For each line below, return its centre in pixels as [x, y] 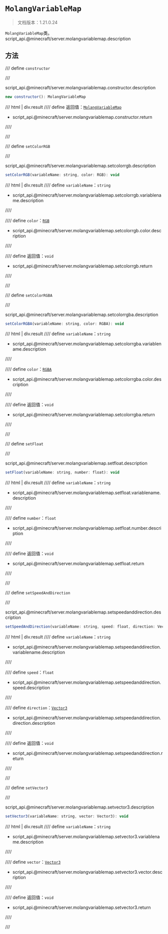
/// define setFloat [24, 444]
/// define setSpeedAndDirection [38, 593]
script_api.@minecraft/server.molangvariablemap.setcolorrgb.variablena [87, 195]
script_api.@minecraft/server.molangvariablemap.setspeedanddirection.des [83, 612]
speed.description [31, 688]
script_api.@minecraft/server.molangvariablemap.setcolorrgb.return [82, 266]
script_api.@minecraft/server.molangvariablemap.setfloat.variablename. [86, 493]
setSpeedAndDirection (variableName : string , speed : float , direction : [80, 627]
